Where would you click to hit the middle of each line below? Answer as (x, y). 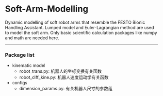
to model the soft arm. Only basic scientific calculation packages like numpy (81, 32)
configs (20, 83)
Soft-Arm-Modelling (47, 9)
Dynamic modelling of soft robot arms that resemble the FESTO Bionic (75, 22)
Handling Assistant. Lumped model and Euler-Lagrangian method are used (80, 27)
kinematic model (29, 65)
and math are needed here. (32, 38)
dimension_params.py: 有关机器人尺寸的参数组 (66, 89)
